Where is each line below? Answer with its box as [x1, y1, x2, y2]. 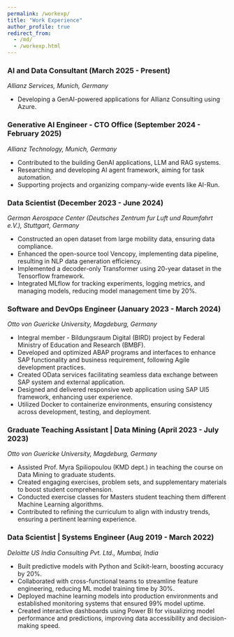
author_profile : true [7, 23, 71, 30]
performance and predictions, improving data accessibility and [17, 614, 198, 622]
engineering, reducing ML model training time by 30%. [17, 584, 175, 592]
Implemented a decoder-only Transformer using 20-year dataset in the [17, 264, 222, 272]
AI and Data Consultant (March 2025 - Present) [7, 66, 171, 75]
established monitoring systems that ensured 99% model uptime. [17, 599, 206, 608]
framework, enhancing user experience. [17, 393, 133, 402]
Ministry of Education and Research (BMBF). [17, 341, 145, 349]
